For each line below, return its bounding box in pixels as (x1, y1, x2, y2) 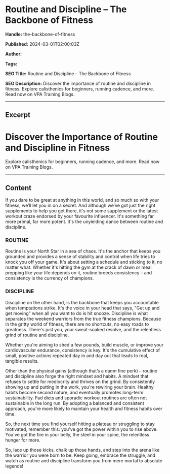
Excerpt (5, 111, 31, 119)
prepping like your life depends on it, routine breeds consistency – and (5, 270, 152, 276)
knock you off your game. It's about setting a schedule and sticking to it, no (5, 259, 163, 265)
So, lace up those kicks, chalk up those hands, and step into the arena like (5, 447, 160, 453)
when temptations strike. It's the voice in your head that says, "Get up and (5, 305, 160, 311)
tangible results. (5, 358, 39, 364)
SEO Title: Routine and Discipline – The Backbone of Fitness (5, 70, 131, 77)
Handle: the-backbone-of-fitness (5, 31, 75, 37)
